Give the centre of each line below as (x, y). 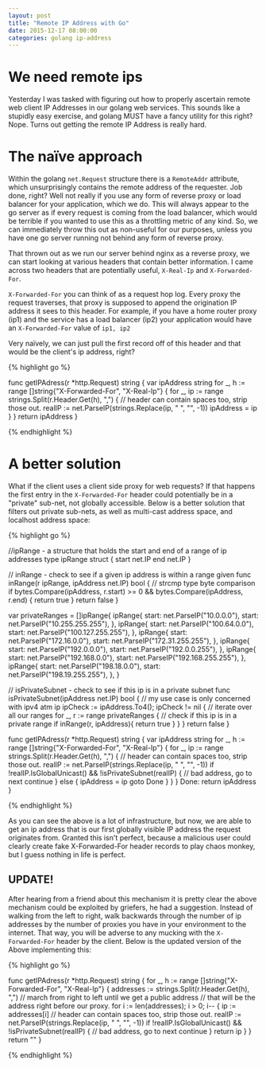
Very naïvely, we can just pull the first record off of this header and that (125, 344)
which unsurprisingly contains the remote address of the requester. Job (125, 187)
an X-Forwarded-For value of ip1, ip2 (69, 328)
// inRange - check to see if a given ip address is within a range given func (130, 575)
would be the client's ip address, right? (71, 352)
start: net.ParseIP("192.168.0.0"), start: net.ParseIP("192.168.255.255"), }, (127, 658)
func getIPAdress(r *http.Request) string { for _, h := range (104, 980)
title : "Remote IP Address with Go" (69, 23)
